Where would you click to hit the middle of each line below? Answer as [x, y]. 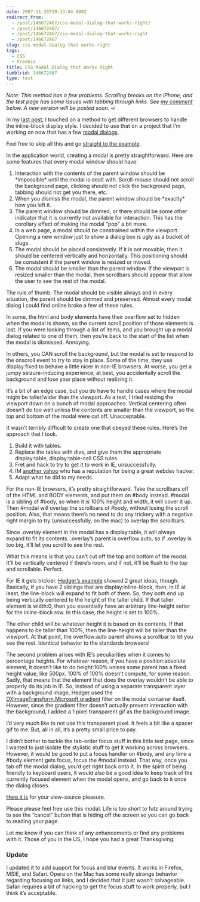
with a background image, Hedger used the [60, 692]
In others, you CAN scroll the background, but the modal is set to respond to [100, 354]
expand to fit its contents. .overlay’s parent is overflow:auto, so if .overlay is [99, 538]
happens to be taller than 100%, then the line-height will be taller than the [96, 630]
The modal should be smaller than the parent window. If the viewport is [102, 269]
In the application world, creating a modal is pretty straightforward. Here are [100, 155]
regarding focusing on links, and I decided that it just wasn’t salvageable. [96, 881]
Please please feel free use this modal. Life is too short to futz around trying [99, 809]
